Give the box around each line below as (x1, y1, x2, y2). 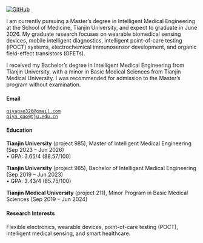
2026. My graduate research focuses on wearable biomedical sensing (6, 30, 181, 38)
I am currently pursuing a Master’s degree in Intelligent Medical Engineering (6, 18, 196, 24)
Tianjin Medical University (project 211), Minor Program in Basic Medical (6, 189, 188, 197)
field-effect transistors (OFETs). (6, 50, 85, 57)
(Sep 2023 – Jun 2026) (6, 146, 65, 154)
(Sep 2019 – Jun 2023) (6, 171, 64, 179)
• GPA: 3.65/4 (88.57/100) (6, 152, 72, 160)
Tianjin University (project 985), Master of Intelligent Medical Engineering (6, 140, 192, 147)
